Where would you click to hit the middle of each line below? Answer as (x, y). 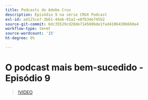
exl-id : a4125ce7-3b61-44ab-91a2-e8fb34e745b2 (55, 19)
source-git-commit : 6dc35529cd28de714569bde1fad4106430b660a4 (72, 24)
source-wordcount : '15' (30, 33)
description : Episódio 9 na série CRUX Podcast (56, 15)
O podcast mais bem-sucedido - (74, 67)
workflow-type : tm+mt (28, 29)
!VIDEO (25, 92)
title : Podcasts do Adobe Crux (38, 10)
